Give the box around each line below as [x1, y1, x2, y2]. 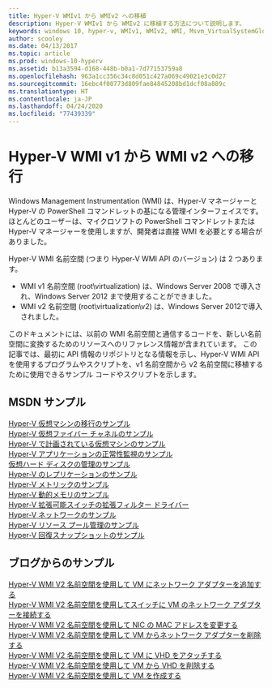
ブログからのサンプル [8, 557, 115, 570]
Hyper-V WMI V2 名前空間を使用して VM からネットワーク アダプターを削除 [8, 630, 261, 639]
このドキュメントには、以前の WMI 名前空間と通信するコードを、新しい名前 [8, 329, 262, 338]
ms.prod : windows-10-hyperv [8, 58, 104, 66]
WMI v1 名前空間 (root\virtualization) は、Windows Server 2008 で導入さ [19, 281, 261, 290]
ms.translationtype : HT [8, 87, 89, 96]
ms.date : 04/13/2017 [8, 42, 79, 50]
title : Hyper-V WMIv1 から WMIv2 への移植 [8, 11, 147, 20]
